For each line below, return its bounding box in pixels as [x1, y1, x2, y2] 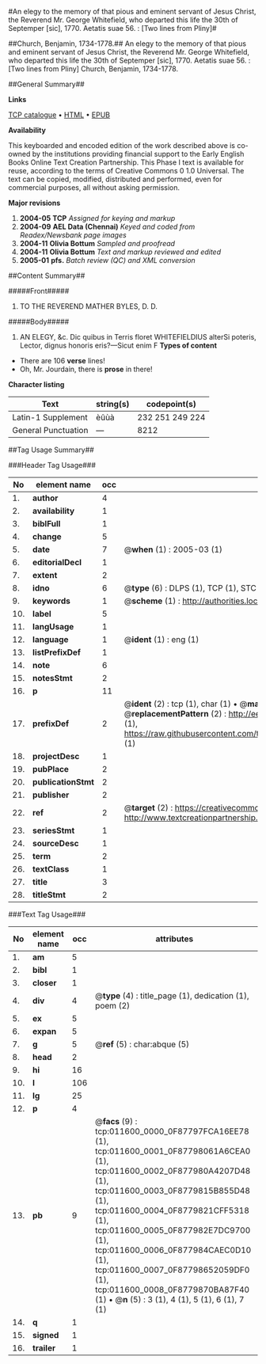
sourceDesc [32, 838, 79, 849]
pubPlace [32, 764, 70, 774]
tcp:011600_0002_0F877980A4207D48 [94, 1165, 251, 1176]
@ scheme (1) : [123, 595, 180, 606]
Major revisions [8, 198, 61, 207]
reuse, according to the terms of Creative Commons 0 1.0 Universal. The [8, 166, 245, 175]
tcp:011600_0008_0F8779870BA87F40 [94, 1284, 250, 1295]
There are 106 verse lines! [19, 356, 105, 365]
